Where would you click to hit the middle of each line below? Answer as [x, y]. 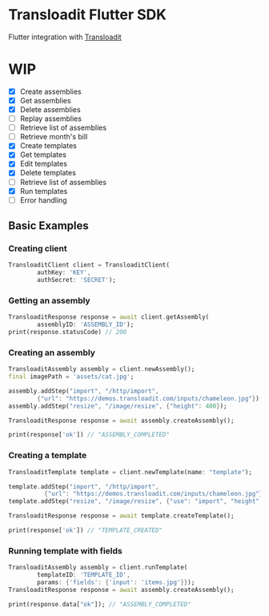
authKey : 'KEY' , [64, 273]
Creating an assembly [52, 352]
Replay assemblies [51, 119]
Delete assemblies [50, 109]
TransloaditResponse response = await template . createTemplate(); [121, 516]
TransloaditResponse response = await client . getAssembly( [109, 317]
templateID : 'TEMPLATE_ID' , [84, 575]
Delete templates [48, 173]
